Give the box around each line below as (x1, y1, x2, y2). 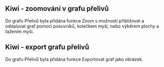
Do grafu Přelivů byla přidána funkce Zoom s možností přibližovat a (5, 17, 144, 23)
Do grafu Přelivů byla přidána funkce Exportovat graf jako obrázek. (5, 56, 143, 62)
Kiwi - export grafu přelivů (5, 43, 89, 51)
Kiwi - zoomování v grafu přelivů (5, 4, 109, 13)
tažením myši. (5, 28, 34, 34)
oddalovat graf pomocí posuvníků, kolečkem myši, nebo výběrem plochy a (5, 23, 159, 29)
